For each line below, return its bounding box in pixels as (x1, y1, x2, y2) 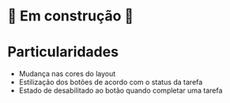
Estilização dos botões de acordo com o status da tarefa (18, 78, 203, 87)
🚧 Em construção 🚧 (7, 7, 134, 25)
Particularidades (7, 43, 119, 61)
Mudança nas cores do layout (18, 69, 116, 79)
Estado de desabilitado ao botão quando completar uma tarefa (18, 86, 223, 95)
